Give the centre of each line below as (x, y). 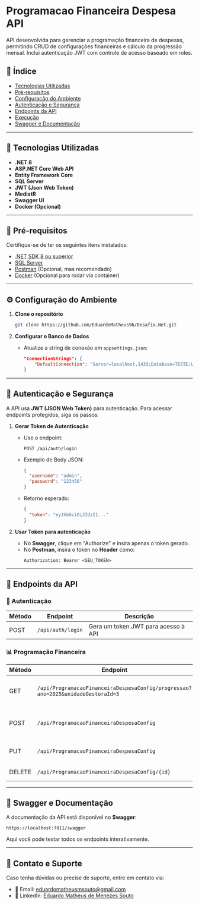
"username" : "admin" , (56, 476)
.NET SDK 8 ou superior (44, 256)
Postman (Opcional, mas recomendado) (63, 269)
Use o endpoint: (43, 438)
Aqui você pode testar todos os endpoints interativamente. (78, 839)
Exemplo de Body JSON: (54, 460)
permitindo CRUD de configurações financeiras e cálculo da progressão (94, 46)
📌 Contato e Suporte (44, 863)
